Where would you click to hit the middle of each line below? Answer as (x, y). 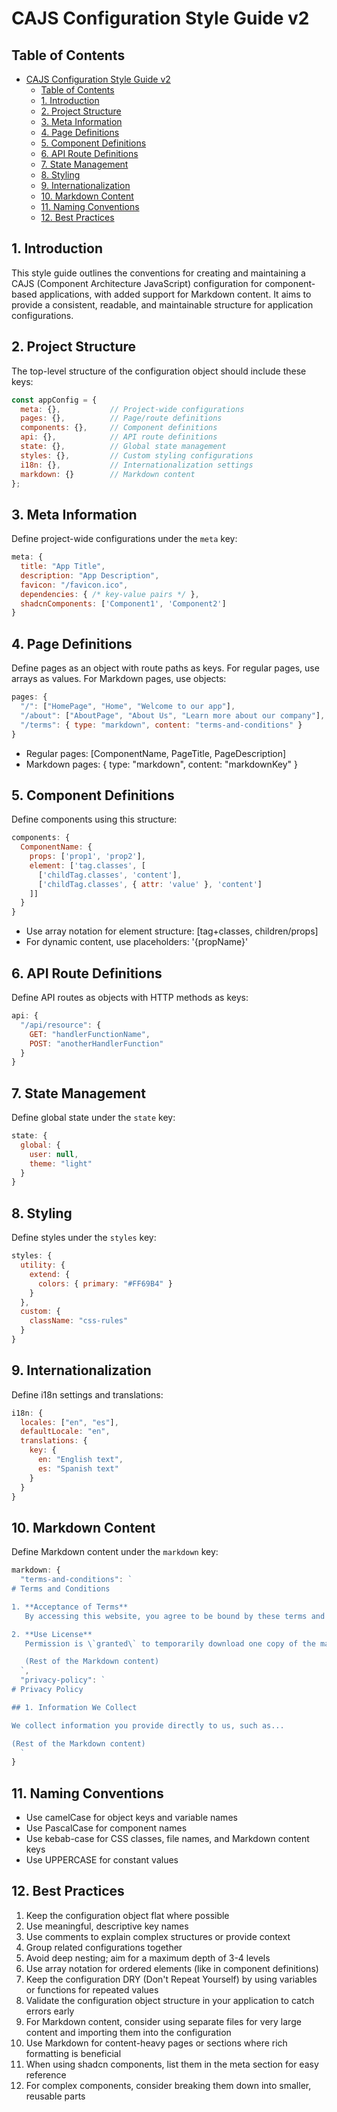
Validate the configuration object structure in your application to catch (170, 2000)
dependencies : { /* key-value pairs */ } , (110, 594)
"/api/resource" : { (61, 1025)
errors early (50, 2011)
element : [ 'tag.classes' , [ (87, 865)
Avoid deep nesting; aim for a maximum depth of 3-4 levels (148, 1958)
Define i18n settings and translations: (87, 1394)
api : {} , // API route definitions (119, 437)
